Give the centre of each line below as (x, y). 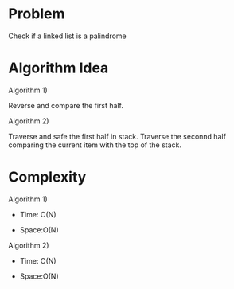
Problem (37, 14)
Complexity (47, 177)
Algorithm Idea (58, 68)
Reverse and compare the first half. (66, 105)
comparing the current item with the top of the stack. (95, 145)
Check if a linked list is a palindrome (67, 36)
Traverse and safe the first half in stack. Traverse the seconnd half (117, 136)
